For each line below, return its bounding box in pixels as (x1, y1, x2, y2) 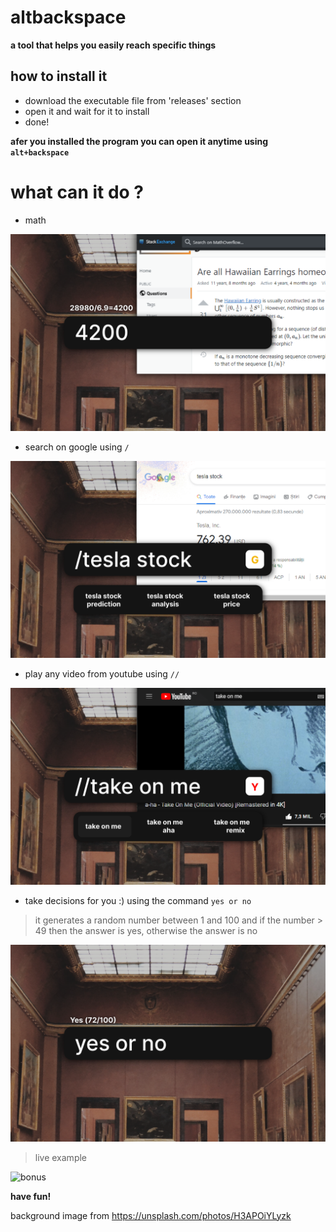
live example (34, 1151, 88, 1163)
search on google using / (24, 441, 130, 453)
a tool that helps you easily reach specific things (10, 39, 217, 51)
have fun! (10, 1190, 52, 1202)
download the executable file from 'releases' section (24, 94, 242, 106)
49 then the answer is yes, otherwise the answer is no (34, 924, 258, 936)
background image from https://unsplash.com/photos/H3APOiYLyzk (10, 1209, 292, 1221)
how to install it (10, 68, 108, 85)
